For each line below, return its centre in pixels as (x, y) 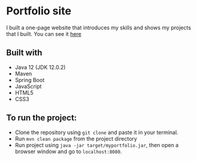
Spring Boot (30, 80)
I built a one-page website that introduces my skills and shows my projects (98, 28)
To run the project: (41, 118)
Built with (24, 53)
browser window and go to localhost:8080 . (68, 151)
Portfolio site (39, 11)
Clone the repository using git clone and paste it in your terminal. (96, 132)
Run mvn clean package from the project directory (76, 138)
